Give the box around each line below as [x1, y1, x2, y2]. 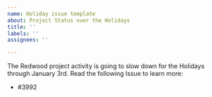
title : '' [7, 23, 37, 30]
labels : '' [7, 30, 39, 37]
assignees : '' [7, 37, 49, 44]
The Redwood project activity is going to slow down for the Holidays [7, 62, 205, 70]
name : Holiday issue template [7, 10, 96, 18]
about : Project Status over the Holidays [7, 17, 131, 24]
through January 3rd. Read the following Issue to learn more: [7, 70, 184, 78]
